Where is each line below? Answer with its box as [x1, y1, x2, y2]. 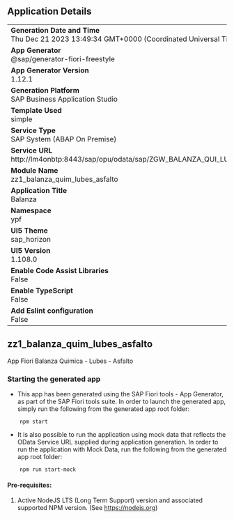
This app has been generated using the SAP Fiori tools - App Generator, [17, 389, 224, 398]
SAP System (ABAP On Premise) [10, 134, 117, 144]
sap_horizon [10, 234, 51, 244]
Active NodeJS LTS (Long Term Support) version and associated [17, 496, 203, 504]
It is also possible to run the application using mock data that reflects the [17, 430, 226, 438]
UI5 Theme [10, 226, 49, 235]
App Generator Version [10, 65, 89, 75]
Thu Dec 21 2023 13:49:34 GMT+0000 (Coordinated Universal [10, 34, 220, 44]
